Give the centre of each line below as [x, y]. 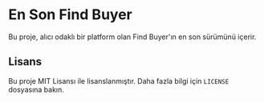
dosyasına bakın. [36, 89]
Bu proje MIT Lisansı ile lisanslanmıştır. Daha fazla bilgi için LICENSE [119, 80]
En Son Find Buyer [70, 15]
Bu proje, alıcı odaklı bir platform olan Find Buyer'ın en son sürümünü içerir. [132, 37]
